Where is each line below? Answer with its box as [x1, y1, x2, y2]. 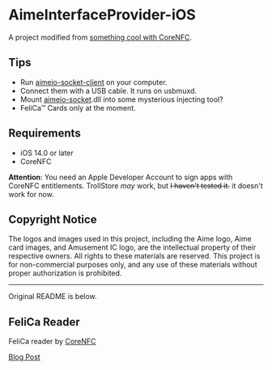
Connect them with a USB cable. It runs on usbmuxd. [19, 86, 197, 95]
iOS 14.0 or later [19, 148, 74, 158]
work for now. [8, 189, 54, 199]
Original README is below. [8, 292, 97, 301]
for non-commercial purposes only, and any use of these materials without [8, 260, 257, 270]
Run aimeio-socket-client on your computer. [19, 77, 168, 86]
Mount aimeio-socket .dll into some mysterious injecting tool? [19, 95, 224, 104]
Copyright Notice [8, 212, 97, 226]
